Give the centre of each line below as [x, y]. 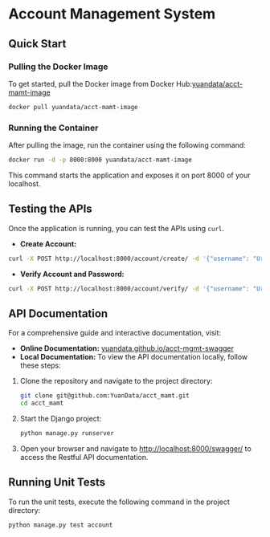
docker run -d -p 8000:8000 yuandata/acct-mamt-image [100, 160]
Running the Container [53, 128]
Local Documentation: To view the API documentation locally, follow [134, 357]
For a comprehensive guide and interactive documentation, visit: [115, 333]
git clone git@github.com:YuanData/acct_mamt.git [105, 396]
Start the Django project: [61, 419]
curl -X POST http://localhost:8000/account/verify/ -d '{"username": [129, 289]
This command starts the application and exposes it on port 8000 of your [129, 175]
